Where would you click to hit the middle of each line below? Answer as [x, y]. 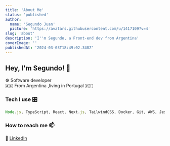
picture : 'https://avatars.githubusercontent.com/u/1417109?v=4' [80, 29]
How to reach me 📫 [30, 125]
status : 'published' [27, 15]
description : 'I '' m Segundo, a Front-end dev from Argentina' [72, 39]
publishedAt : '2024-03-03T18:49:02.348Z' [50, 48]
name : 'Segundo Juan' [33, 24]
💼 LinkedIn [16, 138]
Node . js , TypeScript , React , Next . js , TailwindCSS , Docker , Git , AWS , [81, 112]
